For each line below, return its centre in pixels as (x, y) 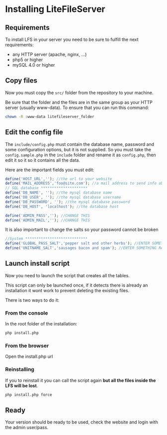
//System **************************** (46, 239)
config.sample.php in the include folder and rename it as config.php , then (81, 155)
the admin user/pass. (27, 428)
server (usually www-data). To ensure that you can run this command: (77, 108)
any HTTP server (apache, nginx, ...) (49, 54)
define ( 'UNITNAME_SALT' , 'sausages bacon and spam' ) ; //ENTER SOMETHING (81, 248)
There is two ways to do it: (32, 300)
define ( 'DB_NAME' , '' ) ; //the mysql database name (59, 193)
